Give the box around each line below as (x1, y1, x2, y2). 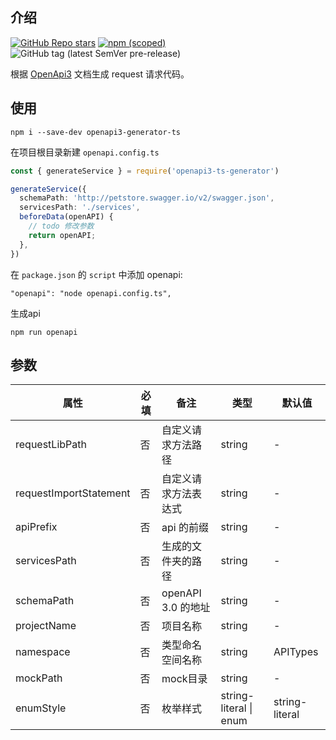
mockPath (15, 671, 63, 685)
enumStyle (15, 701, 67, 715)
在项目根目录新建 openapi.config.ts (10, 146, 160, 158)
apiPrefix (15, 520, 58, 534)
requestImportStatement (15, 486, 131, 500)
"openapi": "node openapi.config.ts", (10, 288, 172, 298)
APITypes (273, 645, 319, 659)
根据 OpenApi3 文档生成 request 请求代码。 (10, 68, 190, 80)
